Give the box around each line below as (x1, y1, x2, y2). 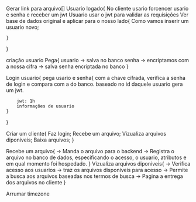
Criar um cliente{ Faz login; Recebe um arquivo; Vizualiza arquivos (6, 130, 167, 137)
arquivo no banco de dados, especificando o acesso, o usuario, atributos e (6, 154, 187, 161)
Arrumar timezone (6, 190, 50, 197)
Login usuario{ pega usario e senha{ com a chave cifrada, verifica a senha (6, 75, 186, 81)
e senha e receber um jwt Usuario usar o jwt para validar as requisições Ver (6, 11, 189, 18)
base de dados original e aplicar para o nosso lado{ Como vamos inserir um (6, 18, 189, 24)
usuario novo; (6, 23, 39, 31)
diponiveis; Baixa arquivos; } (6, 136, 74, 143)
